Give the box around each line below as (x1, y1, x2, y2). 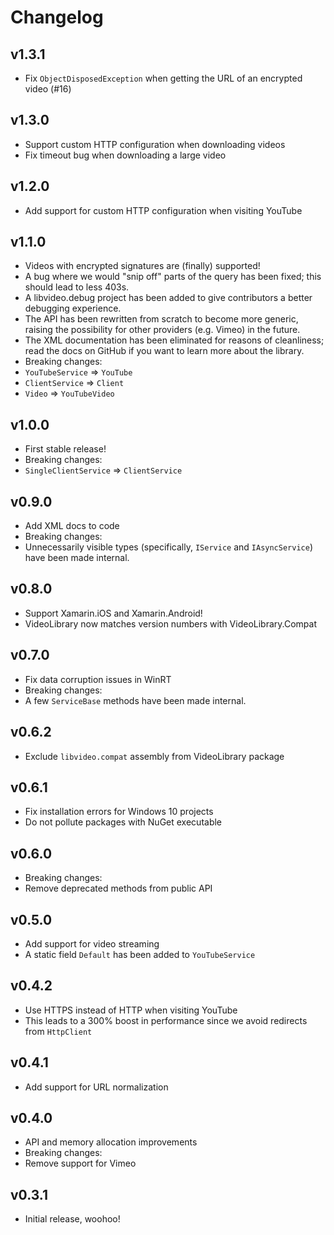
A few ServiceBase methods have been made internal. (24, 694, 247, 706)
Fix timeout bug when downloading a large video (24, 149, 227, 161)
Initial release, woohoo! (24, 1213, 121, 1225)
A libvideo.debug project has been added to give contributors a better (24, 292, 313, 304)
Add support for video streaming (24, 937, 160, 950)
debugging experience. (24, 302, 122, 315)
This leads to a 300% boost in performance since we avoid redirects (24, 1014, 308, 1026)
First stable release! (24, 443, 107, 455)
